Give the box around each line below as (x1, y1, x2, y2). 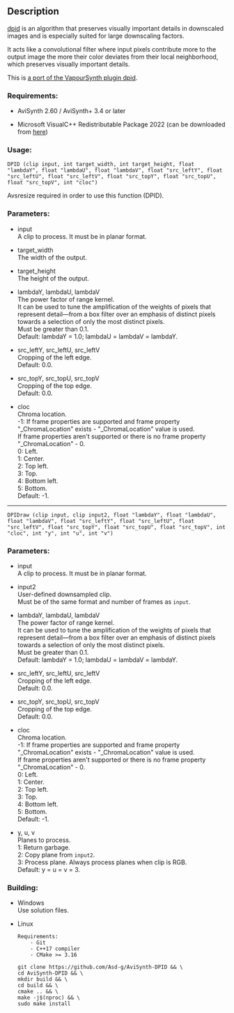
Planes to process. (17, 836, 71, 844)
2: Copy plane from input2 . (17, 851, 95, 859)
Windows (17, 899, 45, 907)
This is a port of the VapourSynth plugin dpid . (7, 73, 138, 82)
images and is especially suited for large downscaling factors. (7, 31, 185, 40)
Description (7, 6, 59, 17)
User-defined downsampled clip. (17, 590, 112, 598)
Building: (7, 882, 38, 892)
